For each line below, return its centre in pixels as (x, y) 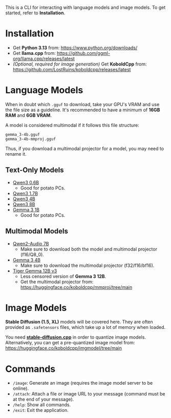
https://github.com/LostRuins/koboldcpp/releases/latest (72, 69)
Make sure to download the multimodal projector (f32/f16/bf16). (87, 265)
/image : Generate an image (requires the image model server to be (83, 383)
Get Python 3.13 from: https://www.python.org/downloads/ (75, 48)
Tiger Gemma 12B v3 (35, 270)
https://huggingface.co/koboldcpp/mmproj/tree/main (76, 287)
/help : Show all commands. (41, 405)
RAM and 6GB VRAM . (29, 115)
